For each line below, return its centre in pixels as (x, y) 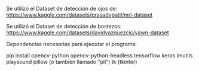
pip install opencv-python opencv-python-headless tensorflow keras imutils (99, 55)
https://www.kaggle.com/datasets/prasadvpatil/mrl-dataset (79, 15)
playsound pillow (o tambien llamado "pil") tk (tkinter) (72, 62)
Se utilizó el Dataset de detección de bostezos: (64, 26)
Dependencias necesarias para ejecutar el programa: (72, 44)
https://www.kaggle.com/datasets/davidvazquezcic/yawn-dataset (88, 33)
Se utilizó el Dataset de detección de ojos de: (62, 9)
